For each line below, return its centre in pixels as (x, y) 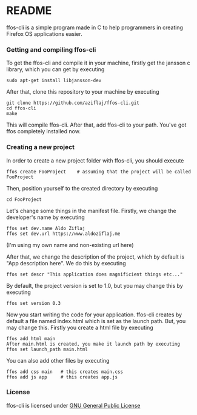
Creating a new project (40, 147)
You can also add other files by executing (58, 360)
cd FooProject (24, 199)
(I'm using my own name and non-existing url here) (70, 245)
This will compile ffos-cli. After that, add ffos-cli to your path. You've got (96, 125)
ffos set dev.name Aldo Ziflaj (46, 228)
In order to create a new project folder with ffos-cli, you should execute (95, 160)
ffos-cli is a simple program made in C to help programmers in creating (95, 27)
